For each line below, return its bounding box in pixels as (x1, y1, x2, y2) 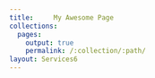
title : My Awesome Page (9, 13, 115, 22)
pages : (17, 30, 42, 39)
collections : (9, 22, 58, 30)
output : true (25, 38, 74, 48)
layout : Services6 (9, 55, 78, 64)
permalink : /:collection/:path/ (25, 47, 146, 56)
